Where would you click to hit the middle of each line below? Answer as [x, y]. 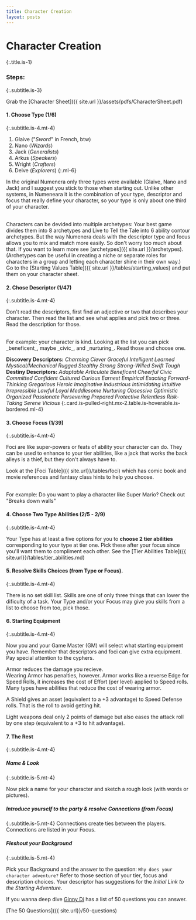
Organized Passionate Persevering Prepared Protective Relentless [86, 397]
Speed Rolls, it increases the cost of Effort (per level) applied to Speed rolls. [97, 682]
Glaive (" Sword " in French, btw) [53, 139]
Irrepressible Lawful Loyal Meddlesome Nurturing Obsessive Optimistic [92, 391]
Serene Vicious [42, 403]
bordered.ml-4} [25, 409]
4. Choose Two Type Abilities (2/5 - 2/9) [56, 514]
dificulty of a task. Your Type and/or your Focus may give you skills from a [96, 601]
